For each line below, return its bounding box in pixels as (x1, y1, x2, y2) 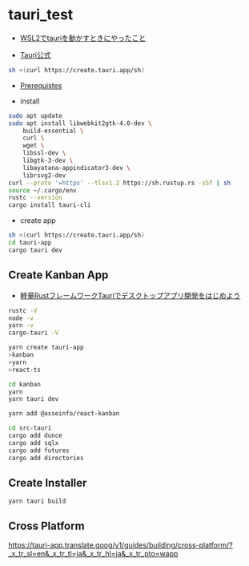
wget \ (22, 142, 45, 150)
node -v (8, 314, 34, 322)
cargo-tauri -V (8, 329, 59, 338)
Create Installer (8, 475, 87, 490)
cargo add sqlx (8, 439, 59, 447)
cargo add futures (8, 447, 70, 455)
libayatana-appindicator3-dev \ (22, 164, 131, 172)
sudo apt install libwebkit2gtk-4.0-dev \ (8, 119, 152, 127)
